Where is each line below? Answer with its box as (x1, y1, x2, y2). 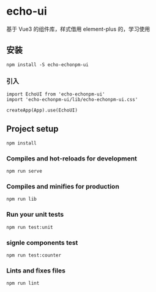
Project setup (6, 124, 59, 134)
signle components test (6, 238, 78, 247)
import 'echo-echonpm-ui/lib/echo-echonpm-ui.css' (6, 97, 138, 103)
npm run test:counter (6, 252, 62, 258)
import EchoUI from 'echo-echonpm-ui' (6, 91, 105, 97)
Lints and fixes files (6, 266, 66, 275)
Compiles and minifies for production (6, 182, 119, 191)
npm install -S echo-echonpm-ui (6, 61, 89, 68)
